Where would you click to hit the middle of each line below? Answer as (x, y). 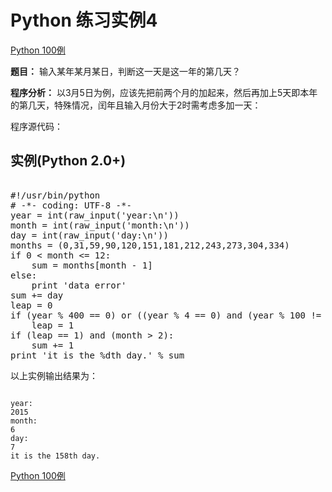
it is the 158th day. (55, 456)
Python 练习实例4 (84, 20)
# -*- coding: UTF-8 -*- (71, 205)
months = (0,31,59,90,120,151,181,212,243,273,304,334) (150, 245)
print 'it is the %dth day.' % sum (97, 355)
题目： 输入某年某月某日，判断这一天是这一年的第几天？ (125, 71)
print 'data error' (79, 285)
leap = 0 (31, 305)
